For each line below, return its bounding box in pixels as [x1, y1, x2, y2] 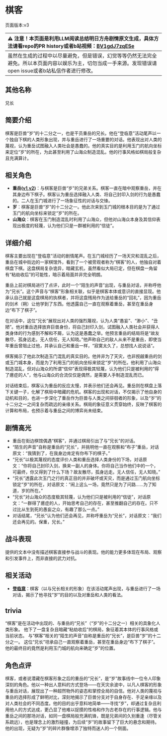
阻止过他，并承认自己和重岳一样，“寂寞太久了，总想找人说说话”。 [22, 343, 158, 349]
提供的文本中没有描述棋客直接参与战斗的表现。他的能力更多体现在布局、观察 [5, 549, 162, 555]
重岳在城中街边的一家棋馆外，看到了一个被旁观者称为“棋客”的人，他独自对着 [5, 259, 162, 265]
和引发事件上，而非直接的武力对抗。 [5, 555, 80, 561]
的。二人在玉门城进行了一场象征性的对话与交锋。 [12, 198, 113, 204]
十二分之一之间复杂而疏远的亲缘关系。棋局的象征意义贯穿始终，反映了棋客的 [5, 401, 162, 407]
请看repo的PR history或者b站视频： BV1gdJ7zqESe [12, 42, 135, 49]
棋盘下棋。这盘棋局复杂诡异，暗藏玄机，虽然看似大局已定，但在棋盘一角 [5, 265, 153, 271]
